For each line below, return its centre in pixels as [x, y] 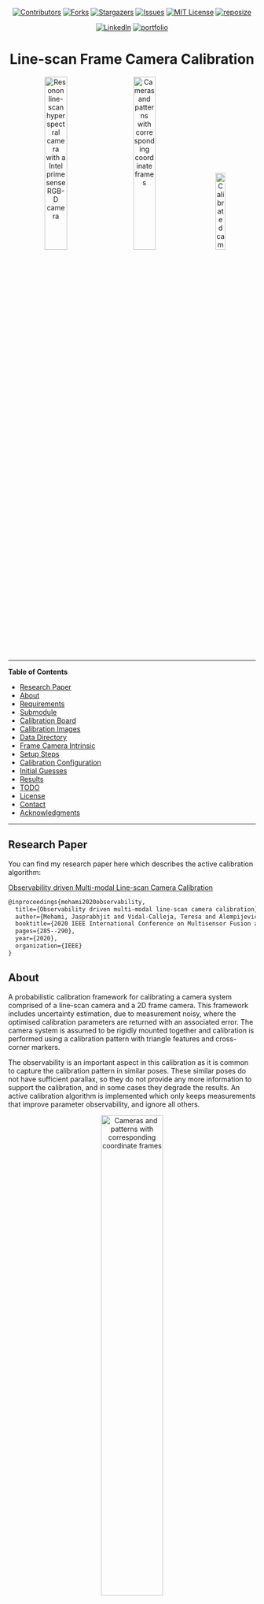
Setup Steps [39, 754]
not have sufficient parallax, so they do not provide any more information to [130, 1079]
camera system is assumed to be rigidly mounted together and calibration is [131, 1030]
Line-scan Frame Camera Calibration [132, 60]
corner [19, 1047]
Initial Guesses [43, 770]
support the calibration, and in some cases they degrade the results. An [124, 1087]
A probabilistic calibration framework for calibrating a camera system [120, 996]
